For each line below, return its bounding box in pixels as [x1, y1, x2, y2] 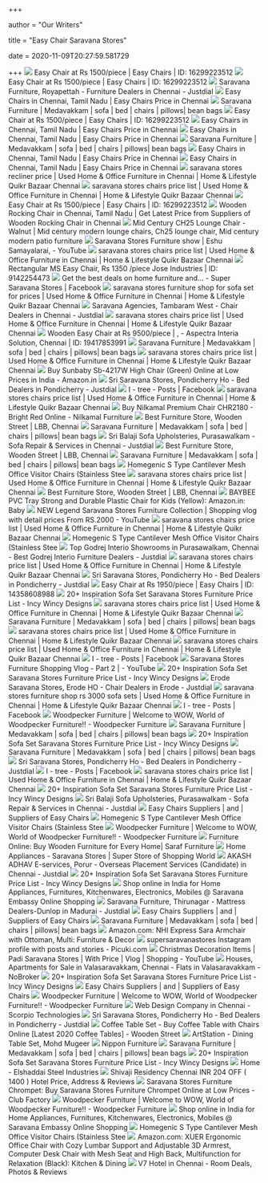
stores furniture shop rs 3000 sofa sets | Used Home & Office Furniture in [8, 691, 250, 701]
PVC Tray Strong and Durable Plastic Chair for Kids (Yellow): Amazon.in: [8, 496, 246, 506]
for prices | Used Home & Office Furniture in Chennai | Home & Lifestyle [8, 291, 246, 301]
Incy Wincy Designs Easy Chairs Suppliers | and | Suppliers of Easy [8, 982, 240, 991]
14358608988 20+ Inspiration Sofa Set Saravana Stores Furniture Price [8, 589, 254, 599]
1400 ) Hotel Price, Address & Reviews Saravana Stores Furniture [8, 1077, 233, 1086]
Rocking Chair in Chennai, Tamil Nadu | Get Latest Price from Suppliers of [8, 209, 251, 217]
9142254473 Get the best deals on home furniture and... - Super [8, 274, 230, 283]
